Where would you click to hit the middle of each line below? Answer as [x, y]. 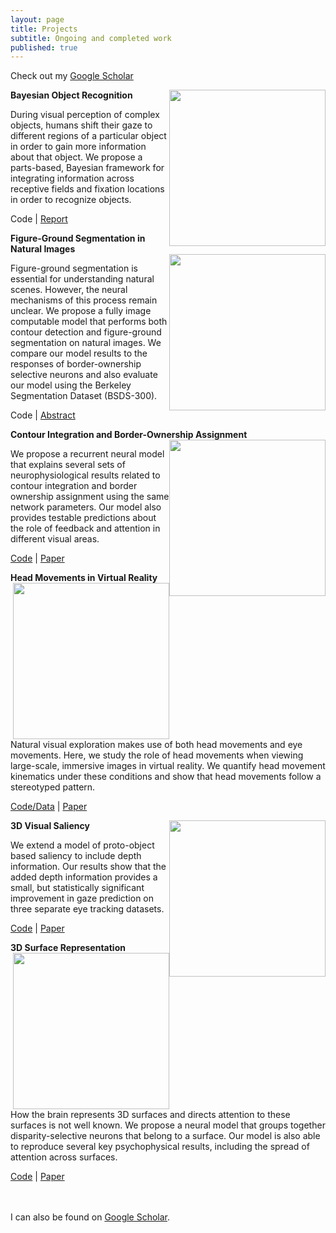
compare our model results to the [79, 353]
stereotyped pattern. [53, 787]
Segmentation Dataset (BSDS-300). [84, 396]
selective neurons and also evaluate [84, 375]
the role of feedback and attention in [85, 528]
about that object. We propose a [76, 157]
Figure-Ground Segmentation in [78, 238]
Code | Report [39, 219]
